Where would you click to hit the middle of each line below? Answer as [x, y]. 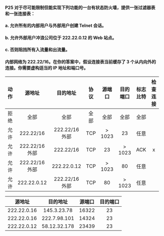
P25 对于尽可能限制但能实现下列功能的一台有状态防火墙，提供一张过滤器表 [80, 7]
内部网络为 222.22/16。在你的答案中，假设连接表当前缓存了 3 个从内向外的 [81, 61]
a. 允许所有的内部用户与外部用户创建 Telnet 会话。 [56, 26]
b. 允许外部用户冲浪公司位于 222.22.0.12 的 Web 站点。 [61, 38]
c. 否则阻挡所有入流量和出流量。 [37, 50]
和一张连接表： [20, 13]
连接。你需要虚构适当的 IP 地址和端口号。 [47, 68]
